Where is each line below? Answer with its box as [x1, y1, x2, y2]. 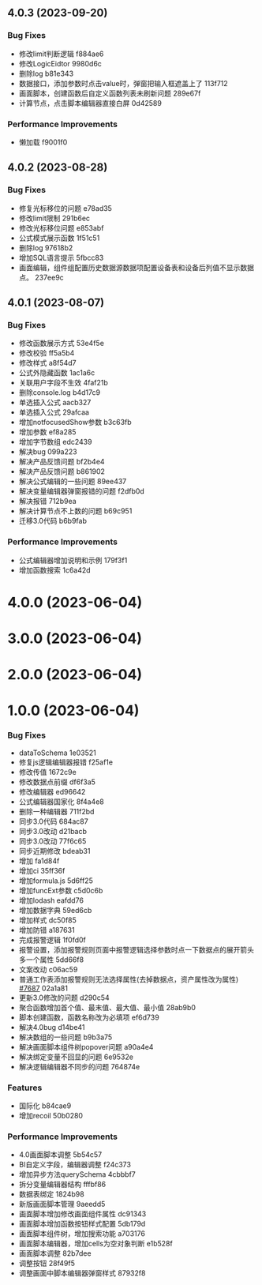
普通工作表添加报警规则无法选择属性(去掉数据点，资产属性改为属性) [18, 975, 239, 984]
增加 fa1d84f [18, 856, 60, 866]
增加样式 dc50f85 [18, 915, 77, 925]
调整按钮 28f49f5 [18, 1259, 76, 1268]
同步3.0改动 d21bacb [18, 826, 88, 836]
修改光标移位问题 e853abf [18, 223, 104, 232]
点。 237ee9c [18, 272, 64, 282]
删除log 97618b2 [18, 242, 73, 252]
